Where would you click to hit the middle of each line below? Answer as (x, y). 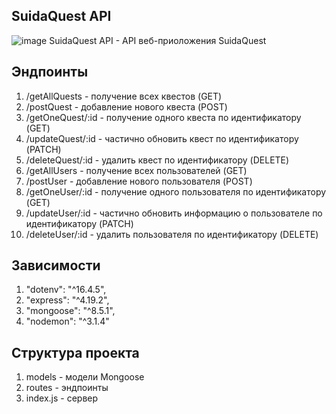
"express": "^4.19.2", (67, 300)
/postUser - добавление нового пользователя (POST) (139, 181)
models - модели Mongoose (85, 377)
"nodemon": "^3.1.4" (67, 321)
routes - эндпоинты (67, 388)
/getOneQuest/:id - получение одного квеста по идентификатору (163, 117)
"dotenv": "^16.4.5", (66, 290)
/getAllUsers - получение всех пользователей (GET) (136, 170)
